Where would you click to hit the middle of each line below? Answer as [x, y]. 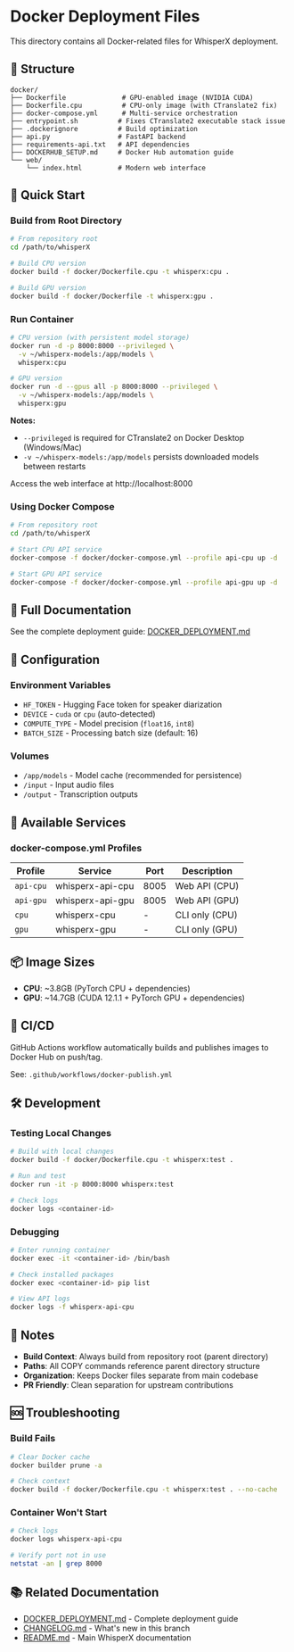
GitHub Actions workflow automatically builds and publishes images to [139, 1047]
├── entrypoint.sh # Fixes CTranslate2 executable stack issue [148, 121]
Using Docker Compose [62, 506]
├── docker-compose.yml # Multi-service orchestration [124, 113]
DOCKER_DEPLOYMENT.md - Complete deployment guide [131, 1618]
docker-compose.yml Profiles [76, 848]
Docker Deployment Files [105, 17]
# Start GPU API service [56, 574]
